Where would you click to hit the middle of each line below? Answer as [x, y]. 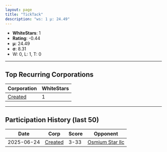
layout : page [19, 10]
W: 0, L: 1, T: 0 [27, 54]
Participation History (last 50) [52, 120]
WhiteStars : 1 [26, 33]
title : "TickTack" [24, 14]
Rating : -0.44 [26, 38]
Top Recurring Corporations [49, 74]
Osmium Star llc [106, 142]
